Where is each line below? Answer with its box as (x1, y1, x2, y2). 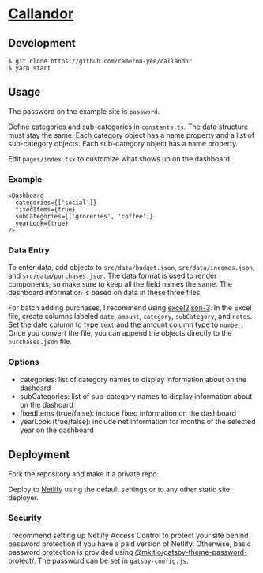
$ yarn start (8, 64, 51, 72)
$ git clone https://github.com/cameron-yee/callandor (8, 57, 193, 65)
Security (8, 512, 42, 523)
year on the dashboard (19, 425, 94, 434)
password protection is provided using (8, 547, 133, 556)
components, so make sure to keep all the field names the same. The (8, 279, 233, 289)
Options (8, 357, 39, 368)
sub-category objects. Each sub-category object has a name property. (8, 139, 239, 148)
